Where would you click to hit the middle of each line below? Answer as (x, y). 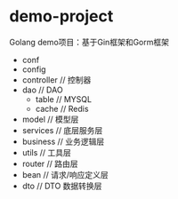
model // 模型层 (50, 119)
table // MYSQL (63, 99)
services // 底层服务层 (62, 130)
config (34, 69)
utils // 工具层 (46, 152)
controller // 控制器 (57, 80)
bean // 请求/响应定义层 (65, 174)
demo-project (61, 16)
